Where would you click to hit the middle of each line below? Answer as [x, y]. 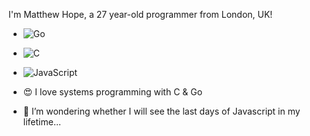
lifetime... [42, 122]
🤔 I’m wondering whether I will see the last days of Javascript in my [161, 111]
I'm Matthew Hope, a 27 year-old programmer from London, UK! [140, 14]
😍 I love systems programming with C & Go [112, 92]
